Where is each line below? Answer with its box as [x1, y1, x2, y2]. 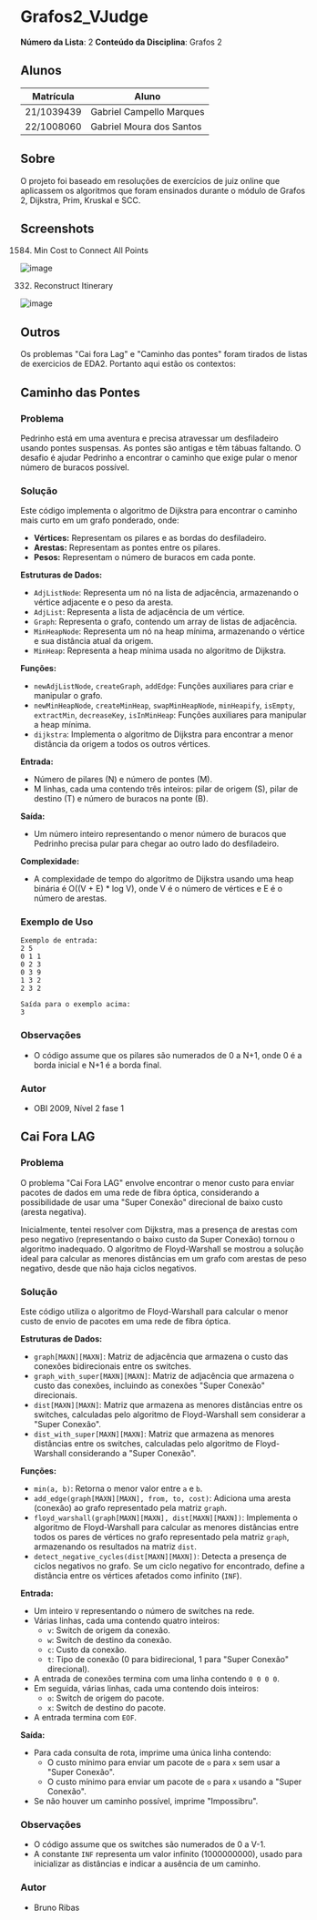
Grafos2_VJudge [20, 6, 149, 27]
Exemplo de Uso [20, 915, 94, 928]
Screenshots [20, 220, 95, 236]
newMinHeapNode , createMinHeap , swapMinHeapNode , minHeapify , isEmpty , [33, 700, 296, 711]
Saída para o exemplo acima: [20, 1000, 131, 1009]
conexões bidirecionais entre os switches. [33, 1361, 191, 1372]
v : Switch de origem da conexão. [46, 1625, 170, 1636]
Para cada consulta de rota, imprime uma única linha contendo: [33, 1747, 272, 1759]
